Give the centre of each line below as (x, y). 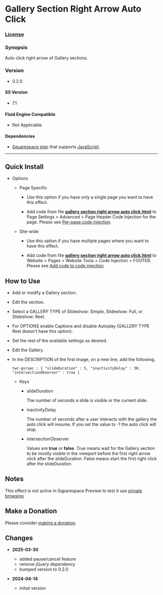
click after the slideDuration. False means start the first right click (92, 458)
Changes (19, 538)
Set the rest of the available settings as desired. (60, 340)
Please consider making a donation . (41, 523)
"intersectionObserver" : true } (46, 372)
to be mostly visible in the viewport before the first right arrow (88, 453)
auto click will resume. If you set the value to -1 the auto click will (91, 424)
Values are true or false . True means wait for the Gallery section (91, 448)
